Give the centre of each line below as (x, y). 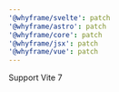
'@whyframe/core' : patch (55, 35)
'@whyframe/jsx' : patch (54, 43)
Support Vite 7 (35, 77)
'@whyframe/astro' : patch (57, 26)
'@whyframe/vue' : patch (54, 52)
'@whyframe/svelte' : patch (59, 18)
